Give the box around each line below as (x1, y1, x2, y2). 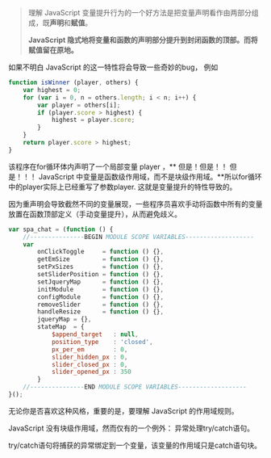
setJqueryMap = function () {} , (37, 278, 164, 286)
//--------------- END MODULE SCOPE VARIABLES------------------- (23, 383, 248, 391)
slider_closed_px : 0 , (51, 360, 128, 368)
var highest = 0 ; (23, 86, 81, 94)
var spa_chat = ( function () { (8, 225, 114, 233)
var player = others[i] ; (37, 101, 121, 109)
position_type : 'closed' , (51, 338, 153, 346)
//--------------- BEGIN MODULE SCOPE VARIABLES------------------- (23, 233, 254, 241)
